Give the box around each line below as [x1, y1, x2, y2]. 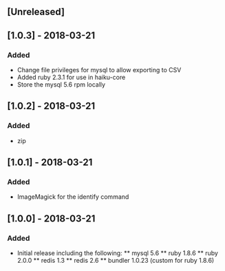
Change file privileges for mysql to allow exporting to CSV [17, 66, 182, 74]
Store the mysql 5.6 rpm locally [17, 80, 105, 89]
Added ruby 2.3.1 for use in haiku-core [17, 73, 126, 82]
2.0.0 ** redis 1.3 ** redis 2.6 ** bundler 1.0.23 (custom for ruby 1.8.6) [17, 257, 215, 265]
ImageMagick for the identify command [17, 193, 129, 201]
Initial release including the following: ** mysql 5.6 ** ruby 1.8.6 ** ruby [17, 249, 219, 257]
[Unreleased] [7, 6, 65, 18]
